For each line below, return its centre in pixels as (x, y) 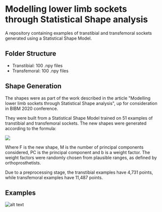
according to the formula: (31, 128)
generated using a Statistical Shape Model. (49, 38)
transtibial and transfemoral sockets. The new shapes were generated (76, 123)
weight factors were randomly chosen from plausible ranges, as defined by (81, 158)
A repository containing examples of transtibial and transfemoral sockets (79, 33)
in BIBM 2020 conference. (32, 108)
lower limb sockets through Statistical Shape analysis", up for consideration (81, 103)
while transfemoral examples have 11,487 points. (54, 177)
